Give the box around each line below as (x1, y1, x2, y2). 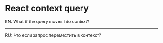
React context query (5, 3, 89, 14)
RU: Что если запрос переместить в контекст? (5, 32, 102, 38)
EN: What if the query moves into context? (5, 19, 90, 24)
